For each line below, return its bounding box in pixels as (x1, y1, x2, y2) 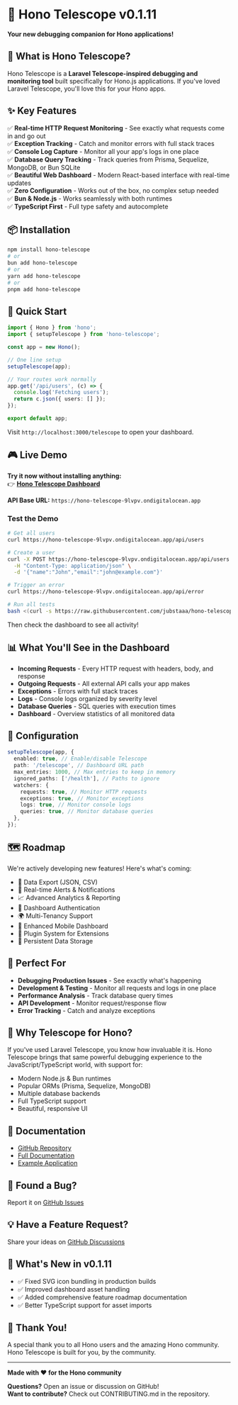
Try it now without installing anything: (7, 471, 122, 480)
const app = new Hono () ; (7, 344, 81, 351)
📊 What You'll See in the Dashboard (7, 642, 170, 654)
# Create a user (7, 549, 55, 556)
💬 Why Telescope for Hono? (7, 1026, 133, 1039)
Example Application (17, 1159, 78, 1168)
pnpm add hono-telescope (7, 286, 81, 293)
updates (7, 179, 32, 187)
